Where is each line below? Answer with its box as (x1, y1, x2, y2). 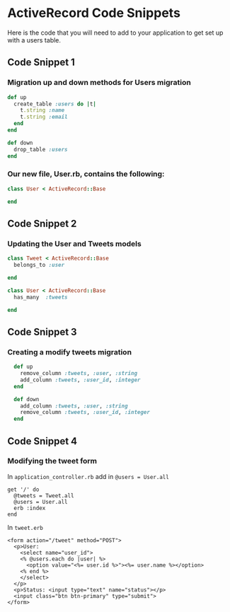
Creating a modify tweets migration (7, 347, 132, 357)
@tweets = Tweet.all (13, 492, 74, 500)
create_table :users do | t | (13, 100, 97, 108)
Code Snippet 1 (7, 57, 76, 69)
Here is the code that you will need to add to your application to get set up (7, 28, 224, 37)
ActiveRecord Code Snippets (7, 5, 180, 21)
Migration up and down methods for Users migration (7, 78, 191, 88)
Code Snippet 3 (7, 325, 77, 337)
